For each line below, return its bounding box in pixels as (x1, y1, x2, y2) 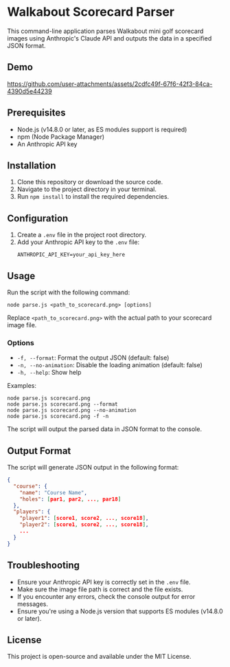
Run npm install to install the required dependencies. (16, 193, 170, 201)
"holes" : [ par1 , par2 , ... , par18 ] (19, 496, 122, 503)
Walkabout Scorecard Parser (7, 4, 175, 20)
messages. (16, 600, 49, 608)
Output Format (7, 445, 71, 457)
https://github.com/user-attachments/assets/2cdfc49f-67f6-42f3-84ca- (7, 80, 213, 88)
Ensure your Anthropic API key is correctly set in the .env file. (16, 578, 191, 586)
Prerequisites (7, 107, 66, 119)
